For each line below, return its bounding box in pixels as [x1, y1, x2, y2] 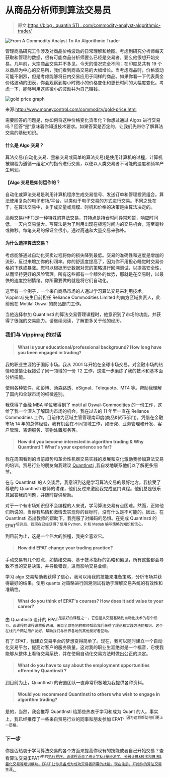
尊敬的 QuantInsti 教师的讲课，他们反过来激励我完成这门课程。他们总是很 [5, 485, 157, 491]
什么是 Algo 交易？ [5, 142, 44, 148]
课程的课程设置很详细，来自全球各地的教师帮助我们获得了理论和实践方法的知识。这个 [16, 623, 163, 628]
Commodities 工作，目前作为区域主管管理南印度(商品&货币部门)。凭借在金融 [5, 414, 163, 420]
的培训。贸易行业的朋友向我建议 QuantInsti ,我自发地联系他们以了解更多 [5, 462, 154, 468]
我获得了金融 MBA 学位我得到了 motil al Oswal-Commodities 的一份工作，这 [5, 402, 162, 408]
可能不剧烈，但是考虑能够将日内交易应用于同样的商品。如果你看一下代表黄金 [5, 73, 164, 79]
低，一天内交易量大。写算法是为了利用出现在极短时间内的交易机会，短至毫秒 [5, 221, 164, 227]
